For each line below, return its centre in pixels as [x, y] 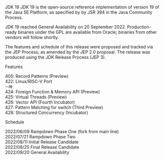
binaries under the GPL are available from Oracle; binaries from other [87, 32]
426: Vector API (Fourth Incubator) [40, 102]
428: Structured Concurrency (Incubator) [47, 113]
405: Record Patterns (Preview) [37, 76]
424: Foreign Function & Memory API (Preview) [53, 92]
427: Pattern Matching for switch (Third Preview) [54, 107]
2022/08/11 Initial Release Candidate [42, 142]
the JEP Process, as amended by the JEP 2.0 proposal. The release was [78, 52]
